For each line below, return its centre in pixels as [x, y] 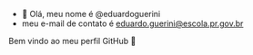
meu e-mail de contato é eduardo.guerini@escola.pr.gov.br [132, 23]
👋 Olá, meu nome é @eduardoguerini [91, 14]
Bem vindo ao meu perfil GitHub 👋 [72, 41]
